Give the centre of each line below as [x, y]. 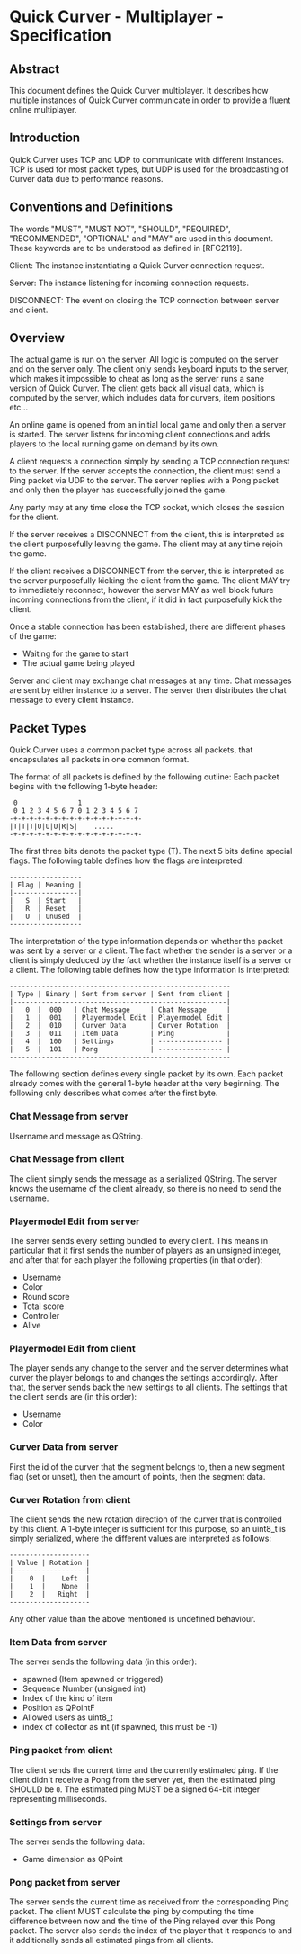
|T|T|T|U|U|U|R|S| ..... [62, 827]
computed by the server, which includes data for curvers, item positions [142, 398]
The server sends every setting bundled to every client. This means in [138, 1241]
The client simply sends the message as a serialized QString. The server [143, 1179]
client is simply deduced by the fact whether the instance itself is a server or [151, 960]
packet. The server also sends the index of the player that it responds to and [150, 1931]
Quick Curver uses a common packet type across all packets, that [131, 750]
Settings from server [55, 1822]
